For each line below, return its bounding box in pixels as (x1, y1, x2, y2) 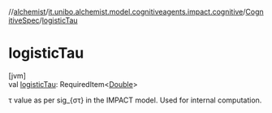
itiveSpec (8, 15, 40, 25)
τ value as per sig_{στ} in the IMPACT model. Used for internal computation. (8, 95, 262, 105)
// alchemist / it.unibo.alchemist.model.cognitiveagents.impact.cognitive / (8, 7, 246, 16)
